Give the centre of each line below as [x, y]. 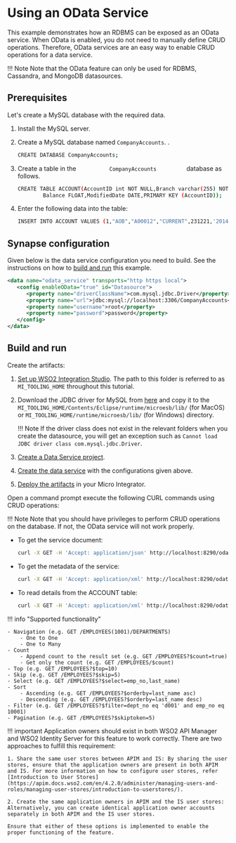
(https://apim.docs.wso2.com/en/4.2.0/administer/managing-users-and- [113, 783]
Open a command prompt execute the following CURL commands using [111, 497]
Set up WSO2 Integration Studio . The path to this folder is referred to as [121, 379]
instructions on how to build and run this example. [80, 268]
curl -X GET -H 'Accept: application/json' [82, 553]
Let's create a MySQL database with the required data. [86, 115]
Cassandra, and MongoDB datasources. [65, 76]
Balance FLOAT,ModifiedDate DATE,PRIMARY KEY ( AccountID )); [133, 195]
